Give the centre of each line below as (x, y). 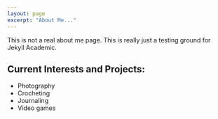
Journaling (33, 101)
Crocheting (34, 93)
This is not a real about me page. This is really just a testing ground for (109, 40)
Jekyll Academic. (32, 47)
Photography (36, 86)
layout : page (26, 14)
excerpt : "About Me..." (42, 20)
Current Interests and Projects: (76, 69)
